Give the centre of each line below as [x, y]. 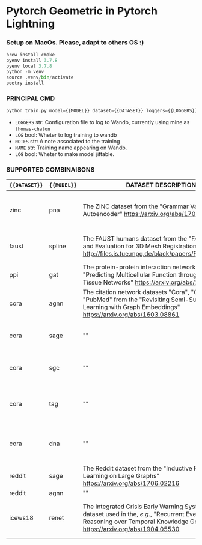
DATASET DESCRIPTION [161, 185]
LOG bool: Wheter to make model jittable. [65, 154]
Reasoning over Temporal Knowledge [136, 522]
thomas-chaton [32, 129]
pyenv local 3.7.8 [29, 66]
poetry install [25, 83]
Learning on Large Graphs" [121, 476]
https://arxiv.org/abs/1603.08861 [131, 315]
